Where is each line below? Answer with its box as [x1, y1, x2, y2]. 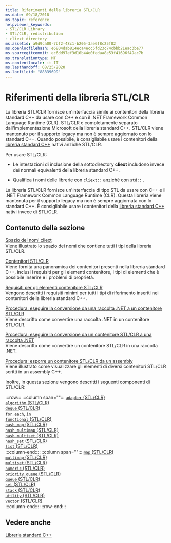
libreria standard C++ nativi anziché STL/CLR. [5, 141, 103, 147]
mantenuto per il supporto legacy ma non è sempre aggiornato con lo [5, 130, 153, 137]
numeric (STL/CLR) [5, 465, 45, 471]
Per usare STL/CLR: [5, 151, 47, 157]
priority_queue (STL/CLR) [5, 471, 61, 477]
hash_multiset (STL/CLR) [5, 432, 59, 438]
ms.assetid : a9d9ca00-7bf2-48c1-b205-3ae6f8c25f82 [5, 41, 116, 46]
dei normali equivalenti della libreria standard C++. [12, 166, 120, 173]
